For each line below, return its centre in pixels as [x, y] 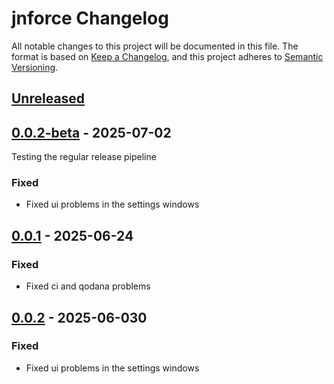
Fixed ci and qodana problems [88, 286]
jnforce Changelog [90, 18]
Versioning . [35, 67]
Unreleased [48, 98]
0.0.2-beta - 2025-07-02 [91, 132]
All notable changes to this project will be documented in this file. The [155, 46]
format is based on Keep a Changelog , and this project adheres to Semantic [167, 56]
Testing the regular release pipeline [84, 157]
